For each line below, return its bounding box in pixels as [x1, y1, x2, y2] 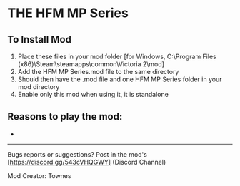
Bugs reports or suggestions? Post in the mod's [7, 150, 148, 158]
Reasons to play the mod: [7, 110, 123, 123]
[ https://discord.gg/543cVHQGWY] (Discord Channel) [7, 157, 166, 166]
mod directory [17, 83, 60, 91]
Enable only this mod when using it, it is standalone [17, 91, 169, 98]
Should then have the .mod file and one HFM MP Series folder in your [17, 75, 222, 83]
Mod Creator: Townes [7, 171, 71, 180]
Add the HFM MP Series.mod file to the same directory [17, 68, 179, 76]
